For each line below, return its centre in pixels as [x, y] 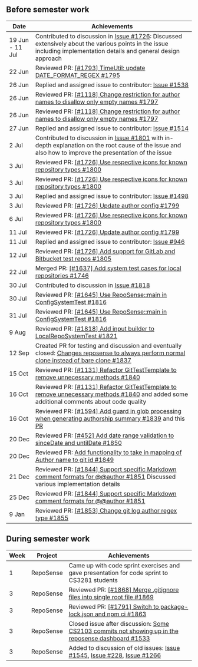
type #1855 [52, 518]
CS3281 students [93, 580]
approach [48, 58]
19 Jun [19, 39]
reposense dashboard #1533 [109, 638]
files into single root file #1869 [111, 597]
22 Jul [18, 272]
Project [47, 555]
